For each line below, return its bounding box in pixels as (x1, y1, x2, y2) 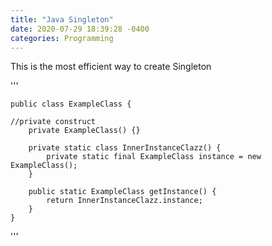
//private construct (10, 117, 97, 127)
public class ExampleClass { (10, 99, 132, 110)
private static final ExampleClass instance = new (46, 152, 262, 162)
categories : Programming (10, 33, 114, 43)
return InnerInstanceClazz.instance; (46, 196, 203, 206)
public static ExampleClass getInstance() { (28, 187, 217, 197)
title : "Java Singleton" (10, 14, 114, 25)
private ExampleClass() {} (28, 126, 141, 136)
